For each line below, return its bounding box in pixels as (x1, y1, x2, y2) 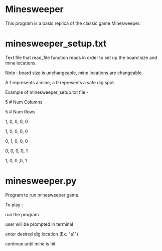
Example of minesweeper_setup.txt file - (5, 89, 89, 95)
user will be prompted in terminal (5, 221, 74, 227)
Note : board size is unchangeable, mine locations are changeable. (5, 70, 143, 76)
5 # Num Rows (5, 108, 36, 114)
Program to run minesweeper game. (5, 192, 80, 198)
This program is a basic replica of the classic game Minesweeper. (5, 20, 141, 26)
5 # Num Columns (5, 99, 43, 105)
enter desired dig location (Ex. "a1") (5, 231, 79, 237)
